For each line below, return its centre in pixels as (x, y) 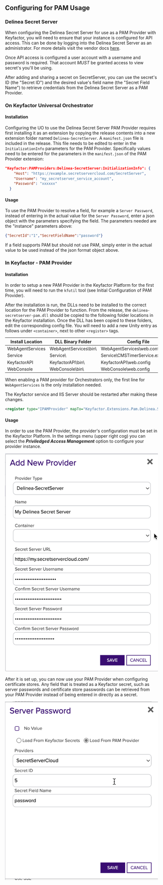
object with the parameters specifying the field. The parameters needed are (81, 221)
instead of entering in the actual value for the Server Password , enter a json (80, 216)
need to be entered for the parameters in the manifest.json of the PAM (76, 153)
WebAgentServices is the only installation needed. (53, 385)
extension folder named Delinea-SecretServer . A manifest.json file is (74, 138)
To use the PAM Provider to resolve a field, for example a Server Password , (79, 211)
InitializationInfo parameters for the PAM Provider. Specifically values (78, 148)
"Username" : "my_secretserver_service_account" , (64, 179)
